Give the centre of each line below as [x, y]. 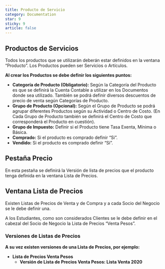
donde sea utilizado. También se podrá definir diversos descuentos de [84, 95]
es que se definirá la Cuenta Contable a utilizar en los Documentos [80, 90]
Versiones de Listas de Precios [43, 236]
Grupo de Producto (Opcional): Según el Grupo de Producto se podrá [84, 106]
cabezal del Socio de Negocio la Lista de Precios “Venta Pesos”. [70, 223]
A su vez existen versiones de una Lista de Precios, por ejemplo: [72, 247]
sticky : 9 [15, 24]
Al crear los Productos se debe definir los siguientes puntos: [68, 75]
